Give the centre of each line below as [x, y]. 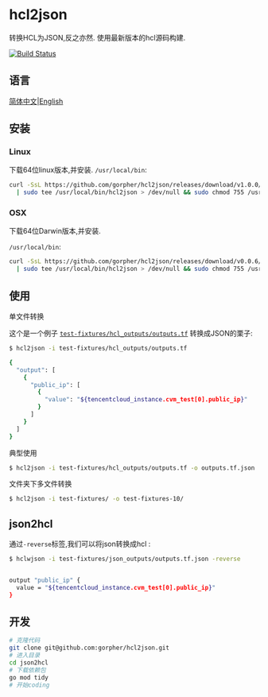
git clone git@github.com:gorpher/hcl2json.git [89, 648]
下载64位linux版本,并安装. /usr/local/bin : [78, 170]
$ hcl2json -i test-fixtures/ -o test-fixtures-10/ [96, 499]
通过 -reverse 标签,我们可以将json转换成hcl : [80, 544]
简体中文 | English [36, 101]
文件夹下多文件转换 [41, 484]
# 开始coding [29, 685]
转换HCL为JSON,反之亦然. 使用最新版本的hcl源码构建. [97, 37]
